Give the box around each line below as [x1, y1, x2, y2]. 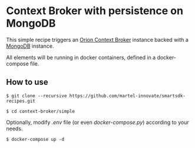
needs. [6, 125, 23, 132]
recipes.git [6, 98, 35, 104]
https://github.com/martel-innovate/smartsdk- [69, 93, 186, 98]
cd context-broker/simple [11, 108, 75, 114]
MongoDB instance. [6, 42, 54, 50]
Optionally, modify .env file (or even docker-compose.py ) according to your [6, 119, 190, 126]
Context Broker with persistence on [6, 4, 184, 18]
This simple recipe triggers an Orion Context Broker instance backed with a [6, 36, 189, 43]
